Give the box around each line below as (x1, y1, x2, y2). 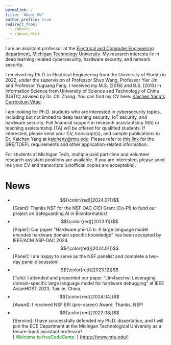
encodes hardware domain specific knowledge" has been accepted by (12, 231, 162, 238)
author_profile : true (5, 17, 52, 22)
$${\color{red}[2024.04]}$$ (59, 293, 119, 299)
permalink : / (5, 7, 33, 13)
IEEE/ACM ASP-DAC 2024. (12, 237, 69, 243)
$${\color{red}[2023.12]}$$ (60, 267, 119, 273)
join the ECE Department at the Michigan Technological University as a (12, 323, 162, 329)
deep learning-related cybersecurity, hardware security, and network (5, 56, 151, 62)
